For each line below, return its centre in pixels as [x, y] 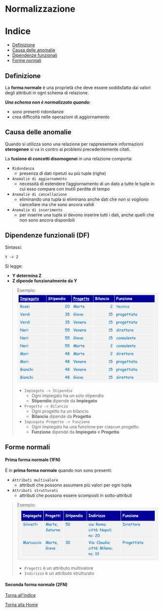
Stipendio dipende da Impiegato [64, 401]
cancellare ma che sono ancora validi [57, 204]
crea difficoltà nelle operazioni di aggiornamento [61, 117]
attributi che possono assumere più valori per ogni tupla [75, 485]
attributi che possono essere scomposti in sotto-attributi [76, 496]
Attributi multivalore [35, 480]
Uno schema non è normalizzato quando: [48, 102]
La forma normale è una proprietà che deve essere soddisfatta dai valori [78, 87]
